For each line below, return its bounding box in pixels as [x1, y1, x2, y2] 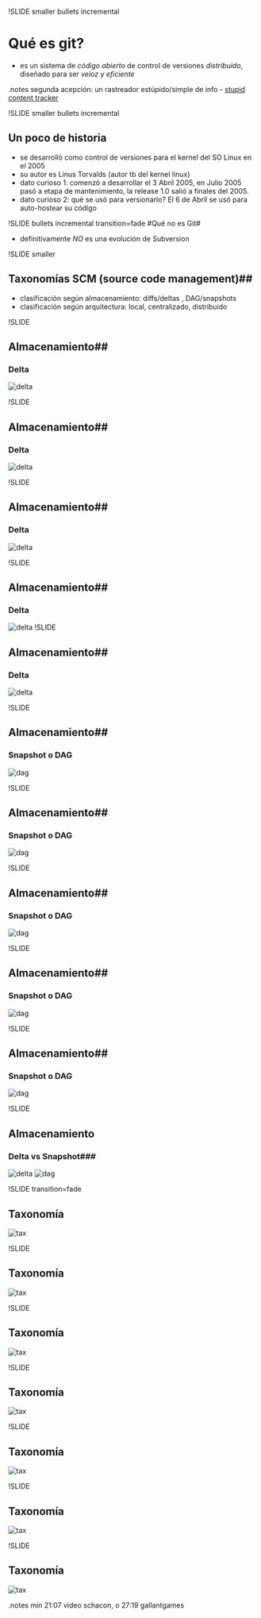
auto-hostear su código [19, 202, 98, 213]
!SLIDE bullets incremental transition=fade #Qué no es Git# [8, 218, 201, 228]
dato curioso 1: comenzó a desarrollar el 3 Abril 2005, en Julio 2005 [19, 178, 242, 187]
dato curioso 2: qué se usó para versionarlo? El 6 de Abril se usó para [19, 195, 248, 204]
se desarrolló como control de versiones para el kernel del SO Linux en [19, 152, 252, 162]
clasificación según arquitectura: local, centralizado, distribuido [19, 302, 228, 311]
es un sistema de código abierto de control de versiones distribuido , [19, 60, 244, 70]
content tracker [8, 93, 59, 102]
